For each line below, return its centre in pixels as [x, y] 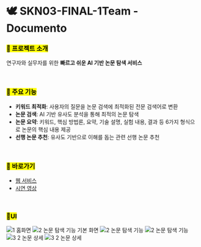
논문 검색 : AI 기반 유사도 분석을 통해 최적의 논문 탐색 [77, 114]
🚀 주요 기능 [21, 92]
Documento [37, 28]
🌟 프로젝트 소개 [27, 49]
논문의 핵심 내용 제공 [46, 129]
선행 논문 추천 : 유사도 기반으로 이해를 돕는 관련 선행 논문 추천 [87, 137]
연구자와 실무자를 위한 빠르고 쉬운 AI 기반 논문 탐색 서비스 [74, 63]
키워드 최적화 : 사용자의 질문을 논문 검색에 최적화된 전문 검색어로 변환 [97, 106]
